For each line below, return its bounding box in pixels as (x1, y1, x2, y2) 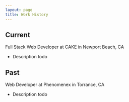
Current (5, 31, 30, 39)
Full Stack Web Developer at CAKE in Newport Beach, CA (5, 44, 124, 50)
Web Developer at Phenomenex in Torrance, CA (5, 81, 105, 88)
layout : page (5, 7, 33, 13)
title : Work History (5, 12, 49, 17)
